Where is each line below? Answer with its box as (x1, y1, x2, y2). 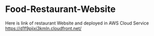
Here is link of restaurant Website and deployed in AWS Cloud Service (5, 20, 149, 26)
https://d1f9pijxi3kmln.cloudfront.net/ (5, 25, 82, 31)
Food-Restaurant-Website (5, 3, 116, 15)
